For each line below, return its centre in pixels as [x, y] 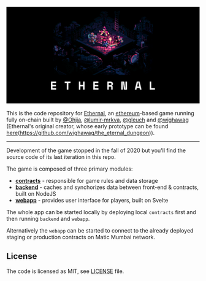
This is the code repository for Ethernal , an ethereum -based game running [100, 113]
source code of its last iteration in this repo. [61, 157]
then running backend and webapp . [48, 219]
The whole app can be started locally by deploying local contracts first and [101, 212]
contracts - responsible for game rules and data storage [86, 181]
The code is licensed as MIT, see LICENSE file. [65, 271]
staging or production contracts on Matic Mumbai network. [81, 237]
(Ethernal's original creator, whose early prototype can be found [87, 126]
